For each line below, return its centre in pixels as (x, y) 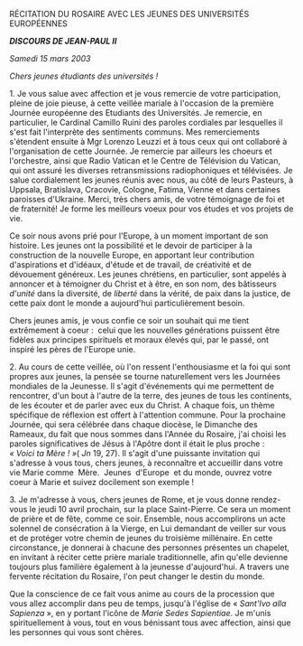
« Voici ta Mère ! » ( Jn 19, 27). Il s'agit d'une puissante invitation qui (135, 453)
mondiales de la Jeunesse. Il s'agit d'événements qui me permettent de (142, 386)
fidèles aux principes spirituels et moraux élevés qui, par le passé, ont (139, 340)
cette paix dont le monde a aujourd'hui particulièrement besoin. (127, 303)
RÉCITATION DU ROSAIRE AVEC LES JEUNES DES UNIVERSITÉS (129, 14)
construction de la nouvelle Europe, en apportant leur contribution (132, 255)
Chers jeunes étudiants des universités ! (84, 76)
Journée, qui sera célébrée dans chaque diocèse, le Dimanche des (134, 424)
